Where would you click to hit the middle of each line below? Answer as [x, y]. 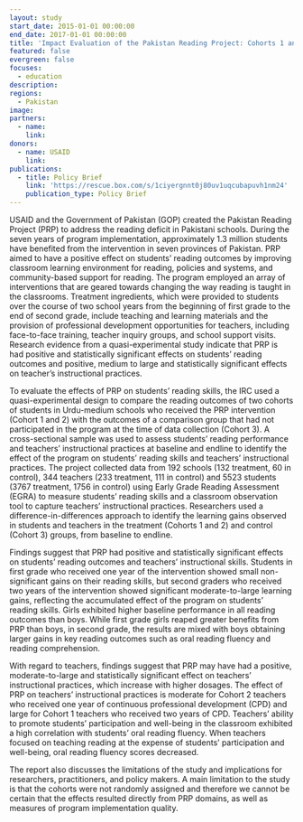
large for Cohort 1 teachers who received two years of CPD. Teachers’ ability [151, 714]
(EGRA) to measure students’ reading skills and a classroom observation [143, 496]
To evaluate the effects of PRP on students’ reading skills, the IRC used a [144, 391]
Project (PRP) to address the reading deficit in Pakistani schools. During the [150, 229]
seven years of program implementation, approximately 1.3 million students [149, 239]
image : [22, 110]
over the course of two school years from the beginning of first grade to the [150, 306]
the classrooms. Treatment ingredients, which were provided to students [144, 296]
